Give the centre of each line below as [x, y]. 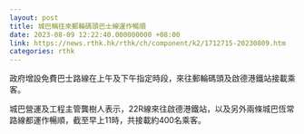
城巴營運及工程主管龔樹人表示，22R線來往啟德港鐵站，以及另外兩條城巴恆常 [152, 109]
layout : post [34, 18]
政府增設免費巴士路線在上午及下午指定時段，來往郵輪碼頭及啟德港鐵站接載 [148, 79]
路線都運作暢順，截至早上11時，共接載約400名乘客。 [108, 120]
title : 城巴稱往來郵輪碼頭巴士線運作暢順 [78, 26]
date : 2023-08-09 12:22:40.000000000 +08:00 [95, 34]
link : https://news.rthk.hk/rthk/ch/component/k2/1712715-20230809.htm [147, 43]
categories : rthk [42, 52]
